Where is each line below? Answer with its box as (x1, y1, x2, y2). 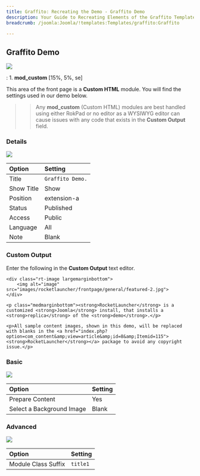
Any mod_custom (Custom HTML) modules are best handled (35, 104, 186, 111)
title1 (71, 460, 90, 468)
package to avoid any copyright (102, 338, 183, 345)
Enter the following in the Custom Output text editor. (6, 264, 135, 271)
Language (9, 223, 37, 231)
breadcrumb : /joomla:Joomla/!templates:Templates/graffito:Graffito (6, 20, 180, 26)
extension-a (44, 194, 79, 203)
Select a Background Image (9, 405, 86, 413)
